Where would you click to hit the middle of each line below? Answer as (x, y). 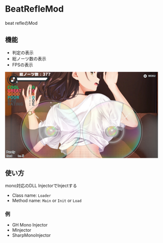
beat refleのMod (21, 23)
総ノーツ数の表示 (29, 58)
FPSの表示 (22, 65)
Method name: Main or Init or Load (47, 201)
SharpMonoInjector (31, 235)
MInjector (22, 230)
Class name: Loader (32, 195)
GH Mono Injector (30, 225)
